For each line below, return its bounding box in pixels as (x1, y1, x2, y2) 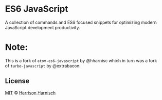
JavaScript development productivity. (5, 24, 80, 30)
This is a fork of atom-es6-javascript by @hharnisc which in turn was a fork (5, 57, 157, 64)
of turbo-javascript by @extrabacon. (5, 63, 81, 68)
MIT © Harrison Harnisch (5, 90, 56, 96)
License (5, 77, 30, 85)
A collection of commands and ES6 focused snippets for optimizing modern (5, 19, 157, 25)
